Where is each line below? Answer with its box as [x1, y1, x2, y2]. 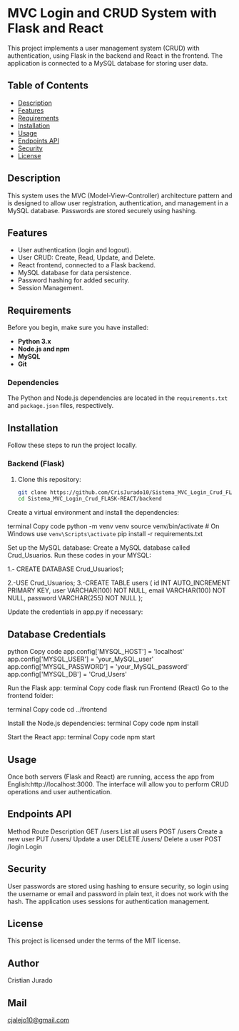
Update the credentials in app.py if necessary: [7, 607, 143, 616]
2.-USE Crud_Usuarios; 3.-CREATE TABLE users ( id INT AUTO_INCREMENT [7, 579, 230, 588]
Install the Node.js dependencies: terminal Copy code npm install [7, 719, 199, 728]
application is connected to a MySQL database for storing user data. [7, 58, 208, 67]
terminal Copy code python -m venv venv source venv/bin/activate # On [7, 522, 220, 530]
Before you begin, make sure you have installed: [7, 323, 149, 332]
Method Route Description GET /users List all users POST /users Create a [7, 827, 223, 836]
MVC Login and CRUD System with [7, 5, 217, 21]
